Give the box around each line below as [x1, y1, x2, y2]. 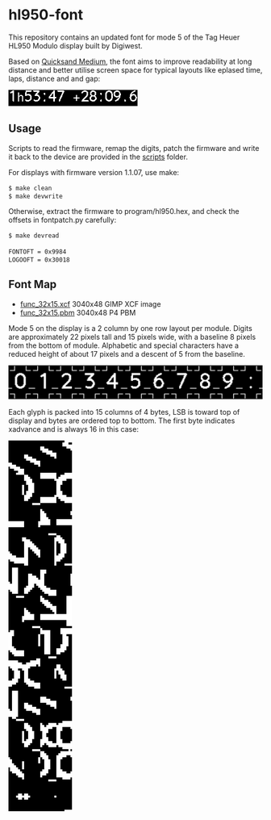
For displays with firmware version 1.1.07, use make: [8, 167, 180, 177]
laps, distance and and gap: [8, 73, 101, 83]
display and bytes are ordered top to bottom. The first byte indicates [8, 416, 236, 425]
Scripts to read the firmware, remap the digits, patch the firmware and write [8, 143, 260, 153]
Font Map [8, 278, 57, 291]
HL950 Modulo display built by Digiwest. [8, 40, 143, 50]
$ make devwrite [8, 192, 63, 200]
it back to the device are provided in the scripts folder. [8, 152, 188, 161]
